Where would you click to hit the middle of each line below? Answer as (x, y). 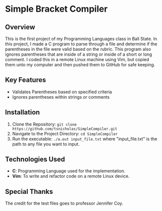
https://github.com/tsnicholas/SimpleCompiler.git (65, 129)
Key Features (26, 80)
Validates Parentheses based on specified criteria (62, 92)
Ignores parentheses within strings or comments (61, 97)
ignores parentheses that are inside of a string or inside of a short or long (79, 54)
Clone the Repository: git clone (44, 124)
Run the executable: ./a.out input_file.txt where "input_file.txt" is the (85, 139)
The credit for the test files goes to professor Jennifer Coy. (64, 203)
